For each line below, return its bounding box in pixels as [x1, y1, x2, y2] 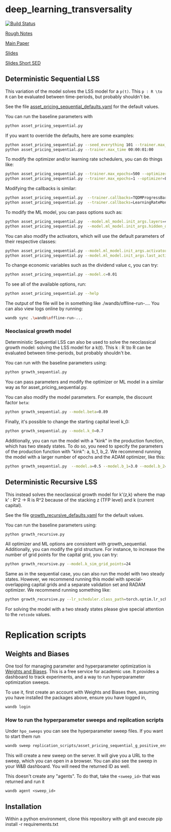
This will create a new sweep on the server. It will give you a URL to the [5, 753, 154, 759]
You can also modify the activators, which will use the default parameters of [5, 233, 165, 239]
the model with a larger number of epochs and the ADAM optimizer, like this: [5, 454, 165, 460]
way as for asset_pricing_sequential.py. [5, 384, 88, 391]
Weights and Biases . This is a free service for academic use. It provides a [5, 669, 159, 675]
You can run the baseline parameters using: [5, 522, 97, 528]
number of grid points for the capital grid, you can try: [5, 551, 118, 558]
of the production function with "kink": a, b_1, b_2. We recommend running [5, 448, 161, 454]
